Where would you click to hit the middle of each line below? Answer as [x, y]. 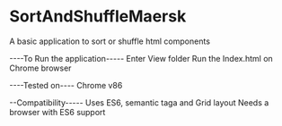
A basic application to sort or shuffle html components [110, 41]
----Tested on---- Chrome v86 [66, 85]
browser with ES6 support [57, 112]
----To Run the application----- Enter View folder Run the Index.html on [141, 58]
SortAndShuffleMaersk [98, 17]
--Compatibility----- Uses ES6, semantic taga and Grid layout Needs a [139, 102]
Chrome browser [40, 68]
